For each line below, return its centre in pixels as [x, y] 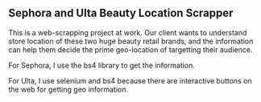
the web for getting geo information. [68, 89]
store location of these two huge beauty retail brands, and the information [131, 41]
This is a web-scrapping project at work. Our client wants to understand [128, 32]
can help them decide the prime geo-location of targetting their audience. [130, 49]
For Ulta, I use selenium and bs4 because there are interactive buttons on [130, 80]
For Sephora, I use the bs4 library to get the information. [102, 65]
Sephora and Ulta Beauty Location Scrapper [121, 13]
